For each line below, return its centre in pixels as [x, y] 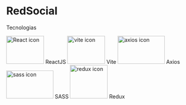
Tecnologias [21, 27]
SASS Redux [90, 96]
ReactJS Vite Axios [113, 61]
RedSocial [32, 11]
